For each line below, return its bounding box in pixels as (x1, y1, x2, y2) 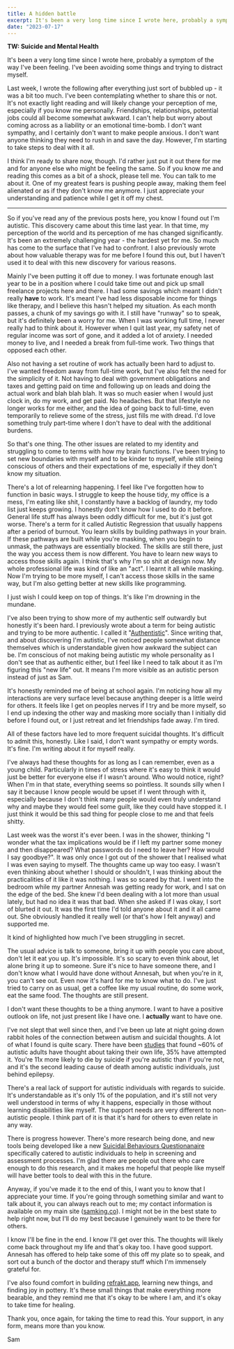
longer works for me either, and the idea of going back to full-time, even (7, 404, 214, 412)
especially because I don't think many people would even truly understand (7, 795, 221, 804)
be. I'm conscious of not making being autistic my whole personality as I (7, 651, 214, 659)
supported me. (7, 920, 50, 928)
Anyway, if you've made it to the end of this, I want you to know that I (7, 1185, 205, 1193)
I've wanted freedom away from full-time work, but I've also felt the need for (7, 367, 226, 375)
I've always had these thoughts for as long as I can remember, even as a (7, 758, 214, 767)
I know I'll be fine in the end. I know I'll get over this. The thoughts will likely (7, 1235, 224, 1244)
